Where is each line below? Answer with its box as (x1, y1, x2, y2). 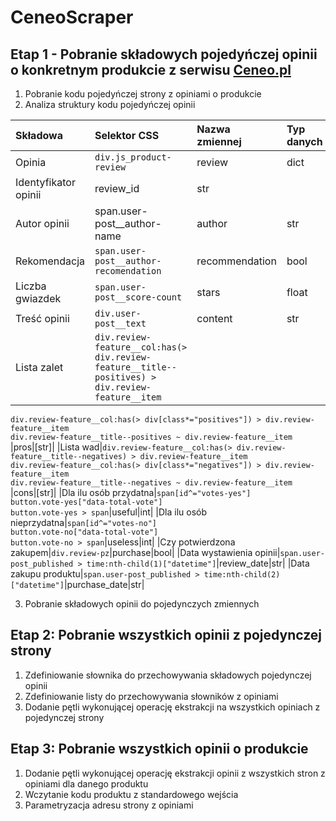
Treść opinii (15, 312, 70, 325)
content (196, 312, 233, 325)
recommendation (196, 254, 277, 268)
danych (286, 135, 323, 148)
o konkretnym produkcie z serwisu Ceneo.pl (10, 61, 292, 78)
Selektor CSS (94, 129, 160, 142)
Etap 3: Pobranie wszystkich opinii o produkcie (10, 741, 309, 758)
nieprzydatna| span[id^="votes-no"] (10, 517, 157, 528)
